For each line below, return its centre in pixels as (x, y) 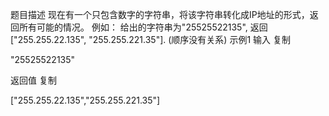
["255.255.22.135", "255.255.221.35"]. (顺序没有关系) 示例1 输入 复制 (150, 39)
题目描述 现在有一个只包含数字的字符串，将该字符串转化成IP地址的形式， (160, 14)
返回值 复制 (33, 80)
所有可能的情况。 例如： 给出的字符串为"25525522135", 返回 (143, 27)
